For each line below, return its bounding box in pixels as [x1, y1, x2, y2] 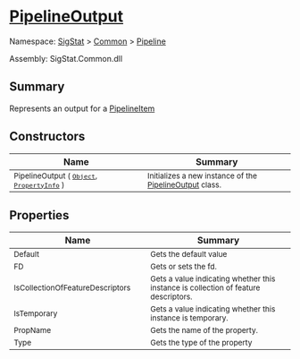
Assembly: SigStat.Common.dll [9, 53, 123, 64]
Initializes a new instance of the [146, 170, 257, 181]
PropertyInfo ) [13, 179, 65, 190]
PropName [13, 325, 52, 336]
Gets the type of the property [150, 338, 253, 348]
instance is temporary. [150, 313, 229, 323]
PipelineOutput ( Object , [13, 170, 98, 181]
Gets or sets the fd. [150, 261, 217, 272]
